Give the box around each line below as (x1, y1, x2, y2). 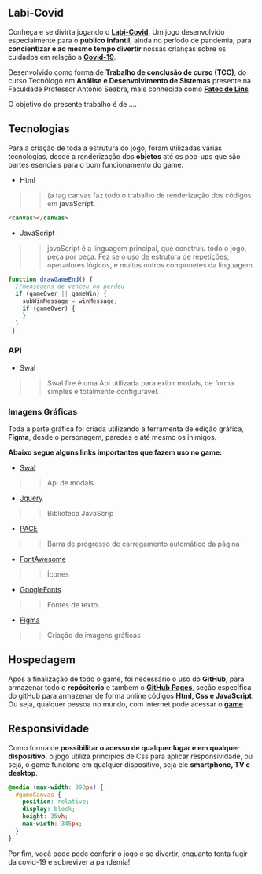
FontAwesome (19, 555, 67, 564)
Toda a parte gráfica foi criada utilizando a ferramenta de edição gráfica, (8, 424, 244, 433)
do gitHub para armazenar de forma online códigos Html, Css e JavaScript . (8, 691, 254, 700)
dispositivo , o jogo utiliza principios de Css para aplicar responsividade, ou (8, 751, 253, 761)
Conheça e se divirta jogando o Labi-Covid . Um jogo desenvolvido (8, 27, 226, 36)
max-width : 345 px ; (22, 820, 83, 828)
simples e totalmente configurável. (46, 386, 160, 396)
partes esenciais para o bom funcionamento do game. (8, 160, 184, 169)
